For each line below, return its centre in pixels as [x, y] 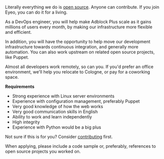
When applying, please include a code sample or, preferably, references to [81, 146]
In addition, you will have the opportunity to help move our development [78, 42]
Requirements [20, 87]
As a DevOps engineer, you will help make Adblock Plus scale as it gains [78, 22]
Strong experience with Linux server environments [63, 96]
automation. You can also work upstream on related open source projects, [80, 52]
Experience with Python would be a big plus [57, 127]
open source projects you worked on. [43, 151]
